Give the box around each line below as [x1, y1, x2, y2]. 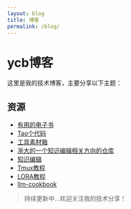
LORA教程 [17, 172, 46, 181]
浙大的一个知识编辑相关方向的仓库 [17, 146, 114, 155]
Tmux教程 [17, 163, 46, 172]
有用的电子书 [17, 121, 54, 129]
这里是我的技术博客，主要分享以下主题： [7, 79, 122, 87]
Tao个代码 [17, 129, 47, 138]
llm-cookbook [17, 180, 57, 188]
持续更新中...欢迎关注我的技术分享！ [23, 195, 126, 203]
